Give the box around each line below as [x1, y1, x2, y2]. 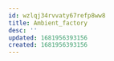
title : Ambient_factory [8, 19, 88, 27]
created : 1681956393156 [8, 41, 88, 49]
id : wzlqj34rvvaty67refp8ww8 [8, 11, 106, 20]
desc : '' [8, 26, 38, 34]
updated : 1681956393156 [8, 33, 88, 42]
